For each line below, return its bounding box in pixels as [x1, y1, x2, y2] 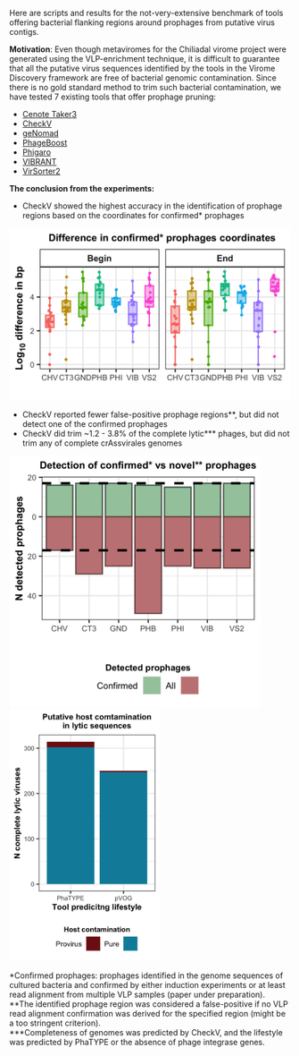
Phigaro [21, 147, 52, 158]
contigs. [9, 27, 39, 37]
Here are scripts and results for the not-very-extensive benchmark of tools [9, 8, 284, 18]
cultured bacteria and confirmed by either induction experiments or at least [9, 979, 286, 990]
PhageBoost [21, 138, 68, 148]
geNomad [21, 128, 60, 138]
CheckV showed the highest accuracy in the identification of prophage [21, 200, 283, 211]
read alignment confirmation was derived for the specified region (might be [9, 1008, 287, 1018]
